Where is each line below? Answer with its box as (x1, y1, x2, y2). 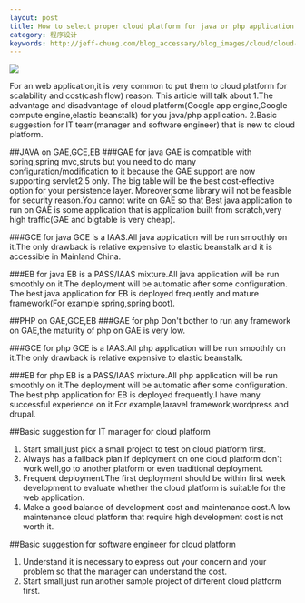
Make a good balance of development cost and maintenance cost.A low (22, 502, 291, 513)
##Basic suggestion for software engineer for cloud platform (9, 538, 236, 550)
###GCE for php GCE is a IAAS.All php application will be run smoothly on (9, 343, 286, 354)
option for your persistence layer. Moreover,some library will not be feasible (9, 186, 292, 196)
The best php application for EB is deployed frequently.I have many (9, 389, 261, 400)
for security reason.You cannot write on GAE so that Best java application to (9, 195, 293, 206)
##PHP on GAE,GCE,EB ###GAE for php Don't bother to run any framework (9, 316, 291, 327)
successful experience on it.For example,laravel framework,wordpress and (9, 399, 289, 410)
